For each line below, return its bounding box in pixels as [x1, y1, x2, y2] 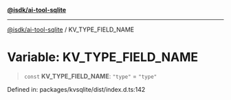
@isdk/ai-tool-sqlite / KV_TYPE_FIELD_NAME [7, 25, 135, 34]
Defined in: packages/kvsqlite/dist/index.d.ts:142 [7, 85, 146, 93]
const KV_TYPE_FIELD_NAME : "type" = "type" [23, 72, 157, 80]
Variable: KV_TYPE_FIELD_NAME [7, 49, 199, 65]
